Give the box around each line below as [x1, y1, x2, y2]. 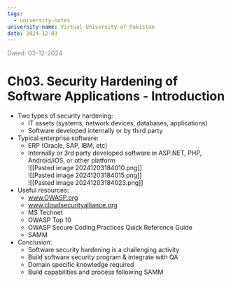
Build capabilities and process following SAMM [27, 268, 164, 277]
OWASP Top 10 [27, 216, 72, 224]
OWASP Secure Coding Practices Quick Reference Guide [27, 223, 192, 232]
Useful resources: [17, 186, 69, 195]
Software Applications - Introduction [7, 88, 225, 104]
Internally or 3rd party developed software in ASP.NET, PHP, [27, 149, 202, 158]
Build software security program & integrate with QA [27, 253, 178, 261]
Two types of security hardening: [17, 111, 113, 120]
